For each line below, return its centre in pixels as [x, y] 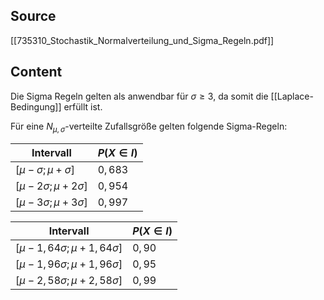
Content [36, 72]
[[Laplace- [292, 96]
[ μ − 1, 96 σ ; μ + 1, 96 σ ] [69, 264]
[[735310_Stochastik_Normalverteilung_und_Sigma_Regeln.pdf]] [142, 40]
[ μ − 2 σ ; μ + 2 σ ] [51, 186]
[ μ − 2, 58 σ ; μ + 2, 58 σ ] [69, 281]
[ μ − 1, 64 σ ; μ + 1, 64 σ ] [69, 248]
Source [33, 16]
